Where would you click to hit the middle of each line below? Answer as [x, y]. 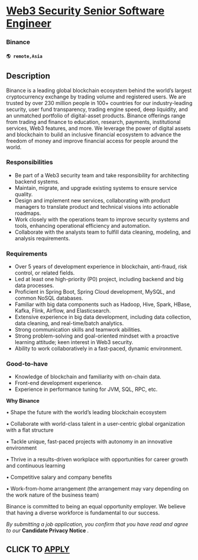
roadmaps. [28, 213]
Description [28, 76]
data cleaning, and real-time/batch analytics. [69, 323]
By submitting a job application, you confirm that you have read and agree [97, 524]
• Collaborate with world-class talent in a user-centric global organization [95, 424]
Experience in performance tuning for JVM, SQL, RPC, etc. [86, 389]
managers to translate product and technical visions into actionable [97, 206]
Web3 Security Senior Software [85, 11]
